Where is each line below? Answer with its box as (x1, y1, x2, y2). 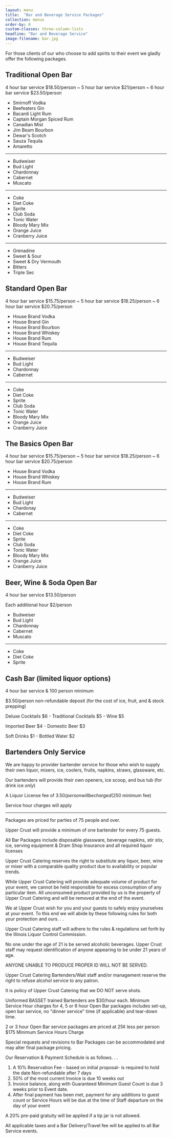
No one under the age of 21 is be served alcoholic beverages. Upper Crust (5, 941, 162, 947)
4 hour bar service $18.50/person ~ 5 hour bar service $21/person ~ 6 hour (5, 84, 165, 90)
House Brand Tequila (12, 340, 57, 346)
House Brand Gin (12, 319, 49, 325)
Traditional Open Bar (5, 70, 73, 80)
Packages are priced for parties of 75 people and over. (5, 817, 121, 823)
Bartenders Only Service (5, 748, 86, 757)
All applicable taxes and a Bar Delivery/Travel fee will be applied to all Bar (5, 1122, 160, 1128)
